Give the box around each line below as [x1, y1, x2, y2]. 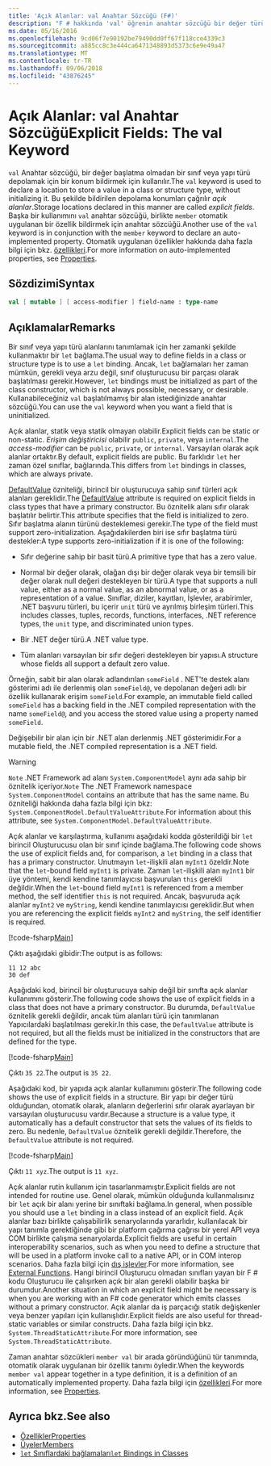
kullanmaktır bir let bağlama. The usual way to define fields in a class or [8, 350, 247, 360]
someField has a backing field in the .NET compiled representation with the [8, 700, 256, 710]
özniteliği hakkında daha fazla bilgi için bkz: [8, 798, 152, 808]
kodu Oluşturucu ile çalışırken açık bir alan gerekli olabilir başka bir [8, 1276, 230, 1286]
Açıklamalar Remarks [8, 320, 115, 334]
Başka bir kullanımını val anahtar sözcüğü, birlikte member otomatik [8, 211, 228, 220]
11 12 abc [8, 964, 42, 973]
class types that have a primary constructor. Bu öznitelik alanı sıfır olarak [8, 502, 250, 512]
